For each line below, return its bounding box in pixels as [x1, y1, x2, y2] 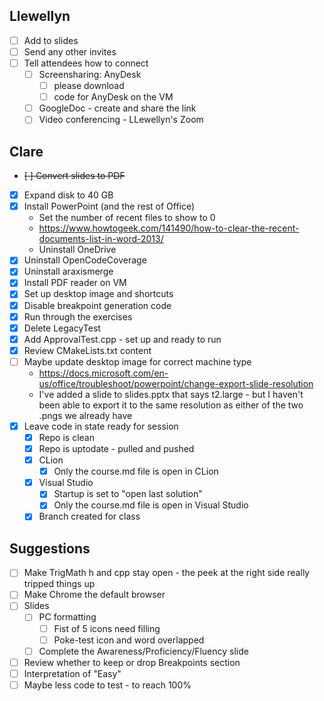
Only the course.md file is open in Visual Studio [53, 499, 249, 511]
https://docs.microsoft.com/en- [38, 367, 169, 379]
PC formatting [38, 611, 97, 623]
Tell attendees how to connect [23, 57, 149, 69]
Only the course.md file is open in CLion [53, 465, 219, 478]
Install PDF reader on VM [23, 277, 127, 289]
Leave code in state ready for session [23, 420, 179, 432]
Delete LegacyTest [23, 322, 101, 334]
